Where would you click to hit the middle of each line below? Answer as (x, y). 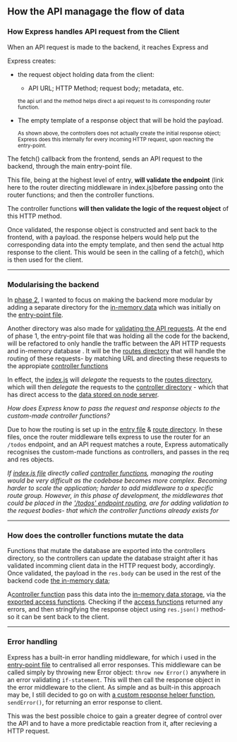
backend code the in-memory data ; (59, 580)
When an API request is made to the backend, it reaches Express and (108, 47)
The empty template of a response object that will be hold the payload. (120, 120)
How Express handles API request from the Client (93, 32)
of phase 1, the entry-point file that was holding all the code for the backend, (119, 336)
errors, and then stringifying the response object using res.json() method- (117, 609)
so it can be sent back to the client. (58, 617)
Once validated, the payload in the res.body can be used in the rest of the (114, 573)
